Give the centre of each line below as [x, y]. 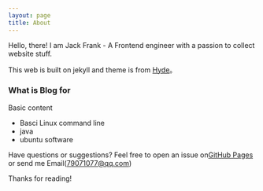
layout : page [30, 15]
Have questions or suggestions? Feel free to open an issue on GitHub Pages [131, 155]
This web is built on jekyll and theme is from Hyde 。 [93, 70]
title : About [30, 23]
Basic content [30, 108]
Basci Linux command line [62, 123]
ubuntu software [46, 139]
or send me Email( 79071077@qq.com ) [70, 163]
